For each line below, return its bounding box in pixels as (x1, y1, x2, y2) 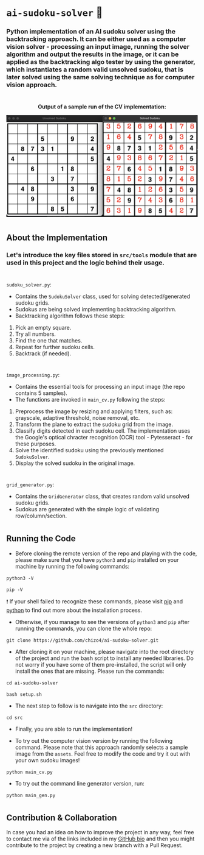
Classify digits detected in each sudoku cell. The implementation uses (15, 427, 191, 435)
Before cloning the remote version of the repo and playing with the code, (15, 550, 197, 557)
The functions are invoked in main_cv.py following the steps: (15, 396, 166, 403)
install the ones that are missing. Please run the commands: (15, 667, 165, 675)
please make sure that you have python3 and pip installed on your (15, 556, 179, 563)
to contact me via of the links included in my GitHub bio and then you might (6, 835, 195, 843)
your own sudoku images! (15, 756, 80, 764)
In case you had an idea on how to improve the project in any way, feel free (6, 829, 194, 836)
